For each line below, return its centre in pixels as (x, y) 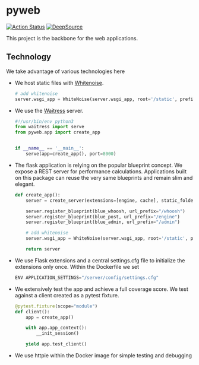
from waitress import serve (49, 127)
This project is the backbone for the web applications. (72, 38)
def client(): (32, 312)
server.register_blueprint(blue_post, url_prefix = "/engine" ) (103, 217)
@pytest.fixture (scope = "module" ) (56, 306)
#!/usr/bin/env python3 (44, 121)
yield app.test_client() (56, 344)
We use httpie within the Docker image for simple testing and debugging (103, 356)
